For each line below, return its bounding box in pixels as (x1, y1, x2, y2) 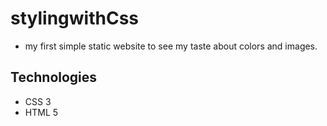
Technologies (10, 69, 98, 86)
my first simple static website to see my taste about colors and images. (24, 40, 318, 52)
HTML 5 (24, 106, 59, 118)
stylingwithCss (10, 7, 139, 30)
